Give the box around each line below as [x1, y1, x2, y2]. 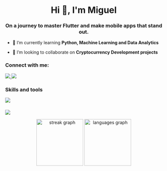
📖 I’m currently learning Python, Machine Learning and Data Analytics [12, 40, 159, 46]
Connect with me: [5, 62, 49, 69]
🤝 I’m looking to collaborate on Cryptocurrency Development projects [12, 49, 158, 55]
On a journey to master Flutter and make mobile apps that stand [5, 22, 163, 29]
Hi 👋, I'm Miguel [50, 4, 117, 16]
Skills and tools [5, 86, 43, 93]
